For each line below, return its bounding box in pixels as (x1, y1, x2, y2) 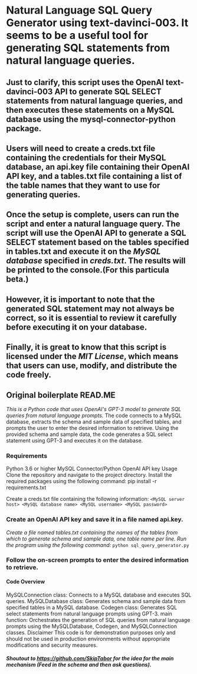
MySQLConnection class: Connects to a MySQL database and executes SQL (6, 591, 192, 598)
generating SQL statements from (6, 41, 170, 55)
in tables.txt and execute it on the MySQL (6, 246, 161, 257)
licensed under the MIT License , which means (6, 351, 179, 362)
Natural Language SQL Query (6, 4, 152, 17)
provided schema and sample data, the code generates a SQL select (6, 431, 173, 438)
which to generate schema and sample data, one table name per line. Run (6, 535, 187, 542)
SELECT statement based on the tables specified (6, 237, 189, 248)
